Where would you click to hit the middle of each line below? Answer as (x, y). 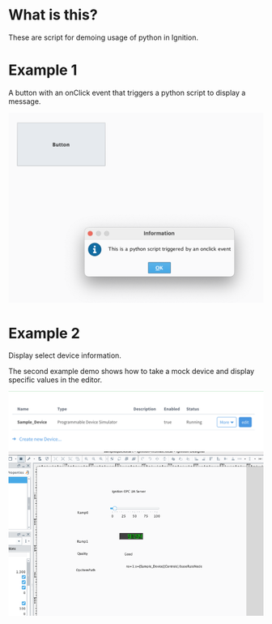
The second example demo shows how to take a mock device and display (132, 372)
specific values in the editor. (55, 380)
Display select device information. (65, 355)
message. (25, 101)
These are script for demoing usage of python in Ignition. (104, 37)
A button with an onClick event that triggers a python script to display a (127, 93)
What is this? (53, 15)
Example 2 (45, 333)
